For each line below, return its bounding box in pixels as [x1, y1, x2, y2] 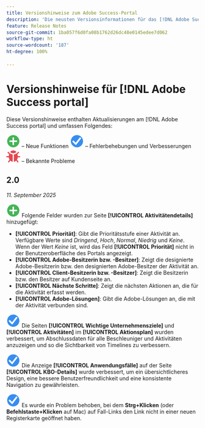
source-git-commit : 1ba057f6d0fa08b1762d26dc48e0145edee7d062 [6, 29, 168, 36]
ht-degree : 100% [6, 49, 48, 55]
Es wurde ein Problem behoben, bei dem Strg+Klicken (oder [21, 401, 174, 408]
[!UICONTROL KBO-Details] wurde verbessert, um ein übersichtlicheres [6, 368, 189, 375]
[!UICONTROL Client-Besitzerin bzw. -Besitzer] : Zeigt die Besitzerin [15, 269, 189, 276]
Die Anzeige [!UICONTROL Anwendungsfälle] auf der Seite [21, 361, 172, 369]
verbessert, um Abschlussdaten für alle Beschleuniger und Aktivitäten [6, 334, 182, 342]
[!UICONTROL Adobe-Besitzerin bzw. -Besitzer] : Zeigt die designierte [15, 256, 194, 263]
